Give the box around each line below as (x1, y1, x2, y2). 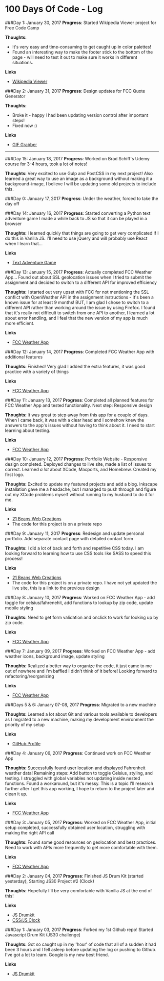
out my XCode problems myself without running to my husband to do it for (5, 491, 155, 497)
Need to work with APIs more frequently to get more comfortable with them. (5, 844, 158, 850)
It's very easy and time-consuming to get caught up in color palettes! (12, 44, 151, 50)
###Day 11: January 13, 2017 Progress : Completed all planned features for (5, 397, 154, 403)
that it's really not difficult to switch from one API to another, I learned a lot (5, 310, 155, 316)
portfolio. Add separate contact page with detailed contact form (5, 535, 133, 541)
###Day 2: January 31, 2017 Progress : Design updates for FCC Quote (5, 88, 145, 94)
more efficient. (5, 320, 35, 326)
